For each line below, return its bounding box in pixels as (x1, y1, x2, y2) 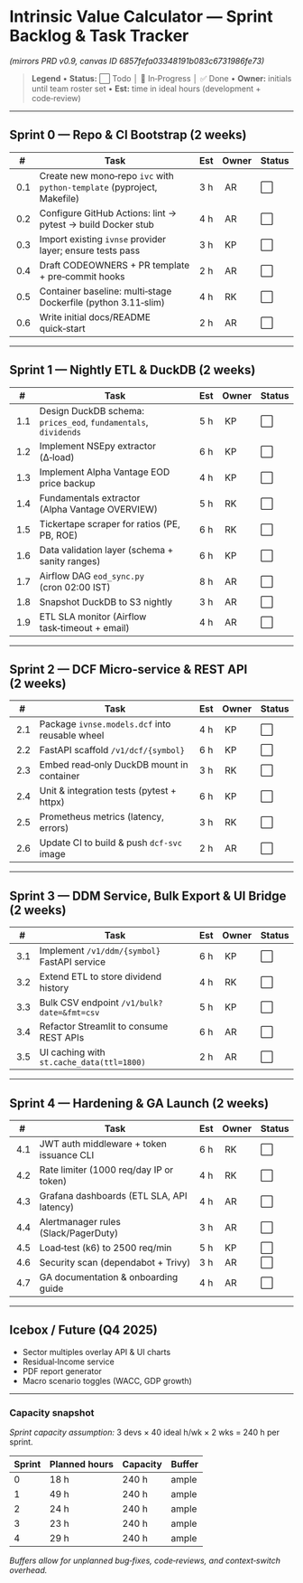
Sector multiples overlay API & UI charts (22, 1346, 171, 1357)
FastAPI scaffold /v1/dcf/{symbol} (39, 744, 185, 757)
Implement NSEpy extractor (39, 439, 156, 452)
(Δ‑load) (39, 450, 75, 463)
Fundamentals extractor (39, 491, 141, 504)
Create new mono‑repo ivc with (39, 169, 174, 182)
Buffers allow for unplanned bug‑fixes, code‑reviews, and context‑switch (9, 1555, 281, 1566)
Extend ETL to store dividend (39, 970, 162, 983)
